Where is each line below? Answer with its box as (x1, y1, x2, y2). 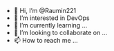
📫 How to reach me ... (13, 37, 78, 44)
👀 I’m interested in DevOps (13, 14, 90, 22)
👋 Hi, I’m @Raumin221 (13, 7, 77, 14)
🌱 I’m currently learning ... (13, 21, 88, 29)
